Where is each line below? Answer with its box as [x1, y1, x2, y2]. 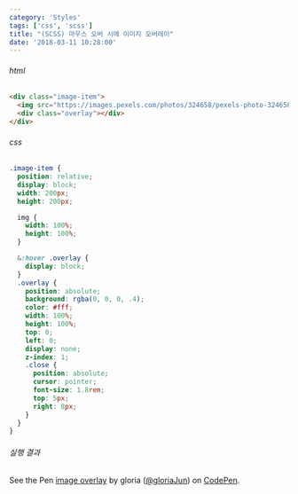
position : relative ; [17, 172, 93, 182]
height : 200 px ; [17, 197, 74, 206]
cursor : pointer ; [32, 378, 98, 387]
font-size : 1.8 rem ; [32, 386, 105, 395]
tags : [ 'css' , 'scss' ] [9, 21, 93, 30]
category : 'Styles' [9, 12, 82, 22]
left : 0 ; [25, 336, 58, 345]
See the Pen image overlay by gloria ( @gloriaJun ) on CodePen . [9, 475, 240, 486]
